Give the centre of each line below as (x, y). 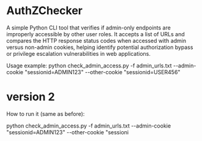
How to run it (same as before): (46, 113)
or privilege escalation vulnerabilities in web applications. (79, 53)
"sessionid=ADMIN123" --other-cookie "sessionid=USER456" (102, 72)
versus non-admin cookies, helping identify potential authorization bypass (100, 47)
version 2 (31, 97)
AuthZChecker (44, 11)
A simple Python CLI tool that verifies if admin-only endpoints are (89, 28)
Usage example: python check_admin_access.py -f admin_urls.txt (89, 66)
